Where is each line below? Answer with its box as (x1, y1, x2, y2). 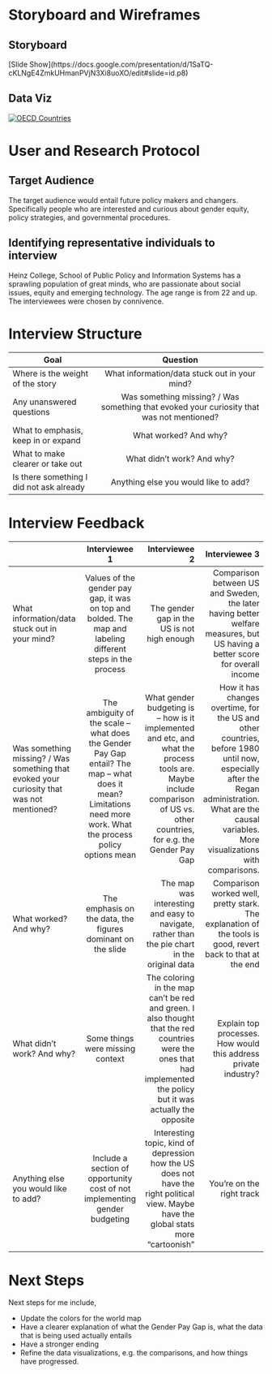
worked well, (211, 887, 260, 898)
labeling (95, 633, 125, 644)
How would (216, 1037, 260, 1049)
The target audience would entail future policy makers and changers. (8, 195, 239, 205)
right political (145, 1187, 195, 1199)
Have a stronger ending (19, 1339, 100, 1349)
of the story (12, 377, 57, 389)
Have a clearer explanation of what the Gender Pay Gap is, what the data (19, 1322, 263, 1332)
